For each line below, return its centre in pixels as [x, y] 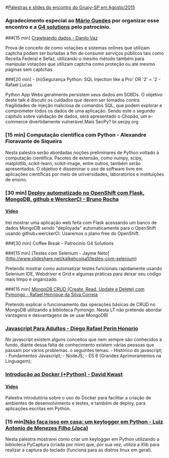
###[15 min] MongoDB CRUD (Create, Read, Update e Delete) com [75, 289]
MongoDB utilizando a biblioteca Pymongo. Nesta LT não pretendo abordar [84, 310]
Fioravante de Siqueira [34, 141]
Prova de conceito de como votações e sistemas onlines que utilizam [77, 48]
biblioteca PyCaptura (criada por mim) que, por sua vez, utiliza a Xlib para [82, 445]
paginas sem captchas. [30, 70]
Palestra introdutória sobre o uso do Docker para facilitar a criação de [78, 398]
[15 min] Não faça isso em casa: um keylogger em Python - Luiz [84, 422]
